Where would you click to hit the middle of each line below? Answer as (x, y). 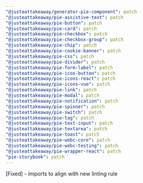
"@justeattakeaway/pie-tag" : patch (50, 118)
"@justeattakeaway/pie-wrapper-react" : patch (63, 151)
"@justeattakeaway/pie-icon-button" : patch (61, 73)
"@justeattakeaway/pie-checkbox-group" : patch (65, 40)
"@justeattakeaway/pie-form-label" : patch (59, 67)
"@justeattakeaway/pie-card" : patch (51, 28)
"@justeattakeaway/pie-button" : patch (54, 23)
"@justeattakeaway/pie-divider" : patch (55, 62)
